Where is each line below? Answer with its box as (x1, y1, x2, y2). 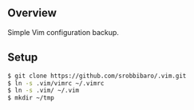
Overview (7, 6, 57, 20)
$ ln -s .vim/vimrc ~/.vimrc (7, 79, 105, 87)
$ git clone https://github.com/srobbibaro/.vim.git (7, 72, 187, 80)
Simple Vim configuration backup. (7, 27, 119, 37)
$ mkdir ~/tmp (7, 94, 55, 102)
